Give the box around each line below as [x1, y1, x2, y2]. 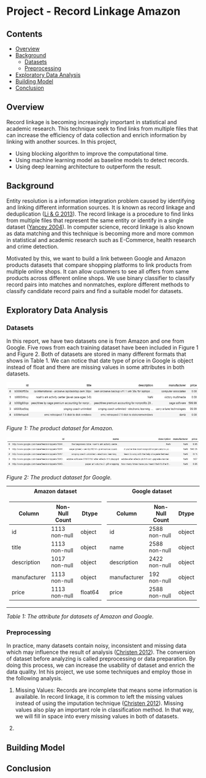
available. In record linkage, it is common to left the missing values [15, 693, 183, 701]
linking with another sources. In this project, [6, 138, 117, 145]
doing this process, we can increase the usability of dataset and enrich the [6, 662, 195, 669]
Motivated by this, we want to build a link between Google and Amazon [6, 254, 186, 262]
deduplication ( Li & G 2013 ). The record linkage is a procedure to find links [6, 210, 194, 218]
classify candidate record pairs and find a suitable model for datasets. [6, 287, 183, 294]
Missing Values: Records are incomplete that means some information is [15, 686, 198, 694]
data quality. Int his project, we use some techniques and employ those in [6, 668, 192, 675]
